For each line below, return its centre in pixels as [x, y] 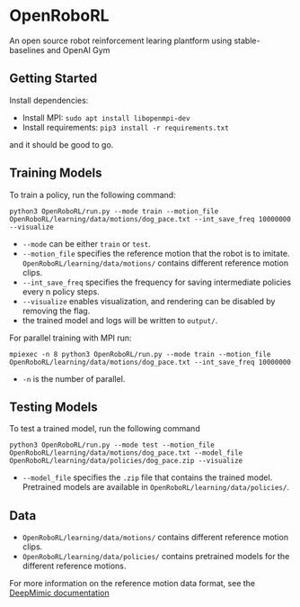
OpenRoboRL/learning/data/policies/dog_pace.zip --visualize [126, 461]
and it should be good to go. [62, 144]
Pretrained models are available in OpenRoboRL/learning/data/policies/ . [156, 487]
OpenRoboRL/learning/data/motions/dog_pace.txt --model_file [126, 453]
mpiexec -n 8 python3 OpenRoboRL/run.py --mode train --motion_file [140, 354]
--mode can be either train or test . [86, 243]
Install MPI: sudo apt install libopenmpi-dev [106, 117]
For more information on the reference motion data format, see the [132, 584]
